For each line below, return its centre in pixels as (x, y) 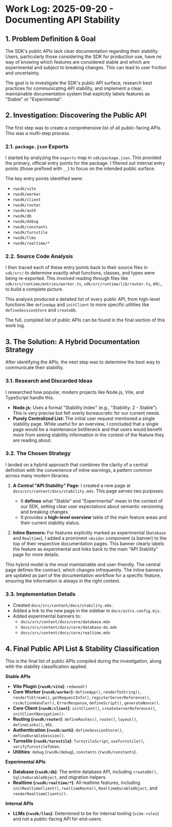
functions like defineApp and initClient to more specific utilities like (77, 305)
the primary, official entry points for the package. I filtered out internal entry (85, 163)
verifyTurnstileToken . (36, 746)
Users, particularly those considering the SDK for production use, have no (83, 56)
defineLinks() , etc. (33, 724)
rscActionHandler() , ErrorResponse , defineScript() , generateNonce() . (86, 703)
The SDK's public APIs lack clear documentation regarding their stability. (82, 51)
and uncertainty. (23, 73)
